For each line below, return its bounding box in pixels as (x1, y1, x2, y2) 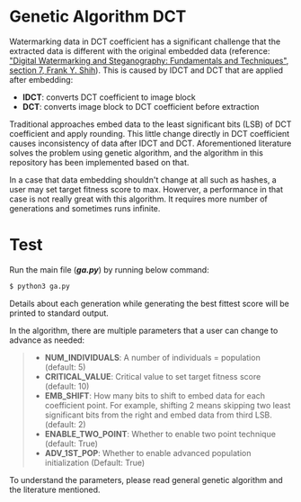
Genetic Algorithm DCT (9, 6, 187, 27)
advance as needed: (9, 335, 85, 345)
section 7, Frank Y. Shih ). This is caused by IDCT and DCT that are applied (9, 65, 284, 76)
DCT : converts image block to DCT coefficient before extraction (22, 101, 260, 112)
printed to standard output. (9, 308, 110, 318)
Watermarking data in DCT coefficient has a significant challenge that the (9, 36, 281, 47)
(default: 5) (44, 362, 86, 372)
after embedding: (9, 74, 74, 85)
